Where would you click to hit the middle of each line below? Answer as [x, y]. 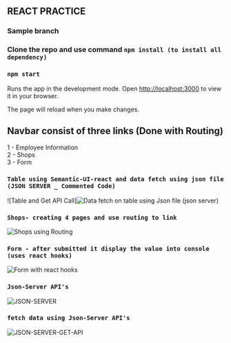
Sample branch [33, 31]
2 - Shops [21, 155]
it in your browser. [33, 95]
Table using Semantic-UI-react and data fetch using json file [115, 179]
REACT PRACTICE [47, 11]
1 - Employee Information [43, 147]
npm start [23, 74]
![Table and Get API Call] [42, 201]
